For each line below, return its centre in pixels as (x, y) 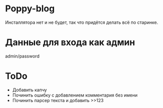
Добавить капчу (30, 90)
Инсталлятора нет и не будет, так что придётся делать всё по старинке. (82, 22)
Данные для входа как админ (70, 42)
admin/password (22, 56)
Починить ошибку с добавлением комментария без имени (75, 95)
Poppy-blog (30, 9)
